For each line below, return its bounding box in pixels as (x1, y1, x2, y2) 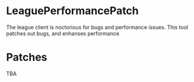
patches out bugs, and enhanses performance (6, 29, 120, 37)
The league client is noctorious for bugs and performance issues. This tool (6, 24, 189, 31)
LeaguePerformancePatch (6, 4, 139, 18)
